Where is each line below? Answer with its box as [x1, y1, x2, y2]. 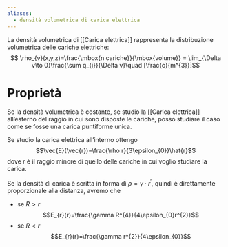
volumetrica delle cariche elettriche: [7, 43, 110, 51]
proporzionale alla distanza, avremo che [7, 187, 121, 195]
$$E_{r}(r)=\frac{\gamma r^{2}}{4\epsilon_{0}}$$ [50, 233, 191, 241]
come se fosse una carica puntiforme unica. [7, 122, 132, 131]
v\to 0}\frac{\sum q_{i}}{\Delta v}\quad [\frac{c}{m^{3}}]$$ [31, 61, 200, 69]
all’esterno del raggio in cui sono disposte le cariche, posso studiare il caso [7, 115, 220, 123]
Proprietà [7, 85, 62, 101]
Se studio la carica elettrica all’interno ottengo [7, 136, 138, 144]
